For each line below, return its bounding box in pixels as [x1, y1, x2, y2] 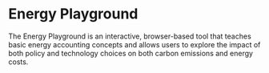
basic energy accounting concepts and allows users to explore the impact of [8, 39, 261, 49]
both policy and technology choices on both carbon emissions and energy [8, 48, 254, 58]
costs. [8, 57, 29, 67]
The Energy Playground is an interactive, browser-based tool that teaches [8, 31, 252, 41]
